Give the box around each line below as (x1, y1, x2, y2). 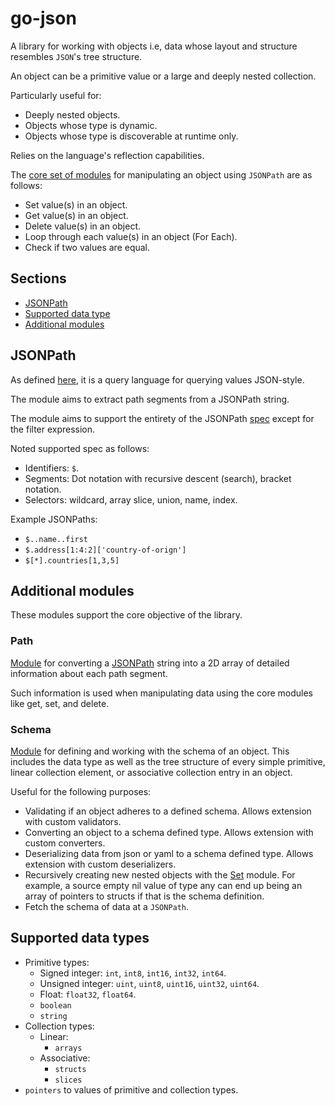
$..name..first (24, 534, 89, 544)
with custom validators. (24, 815, 122, 827)
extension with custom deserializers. (24, 858, 177, 870)
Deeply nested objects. (24, 108, 121, 121)
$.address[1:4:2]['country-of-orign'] (24, 545, 187, 555)
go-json (10, 7, 77, 30)
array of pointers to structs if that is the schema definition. (24, 890, 265, 902)
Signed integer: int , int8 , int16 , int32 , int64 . (39, 967, 227, 979)
